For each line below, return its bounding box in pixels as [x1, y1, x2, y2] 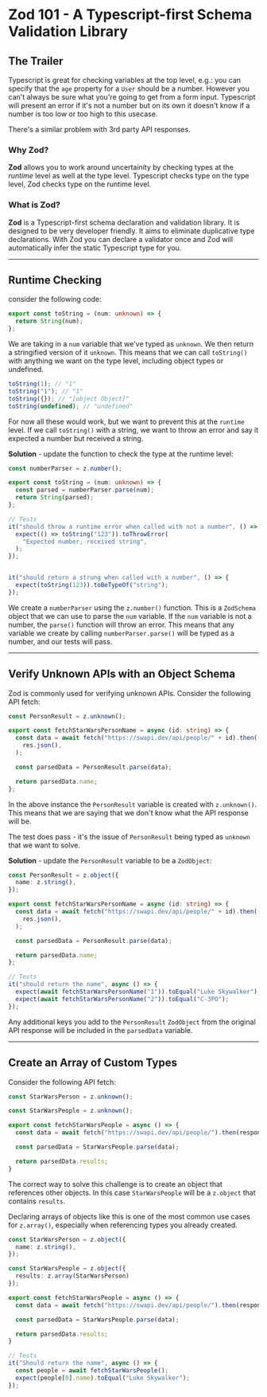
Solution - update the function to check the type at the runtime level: [8, 448, 234, 459]
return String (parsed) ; [15, 494, 94, 502]
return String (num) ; [15, 317, 83, 326]
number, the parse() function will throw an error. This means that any [8, 620, 234, 629]
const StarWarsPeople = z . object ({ [8, 1265, 126, 1273]
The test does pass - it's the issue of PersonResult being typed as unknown [8, 832, 250, 841]
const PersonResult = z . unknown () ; [8, 712, 126, 720]
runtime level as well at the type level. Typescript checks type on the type [8, 171, 250, 181]
